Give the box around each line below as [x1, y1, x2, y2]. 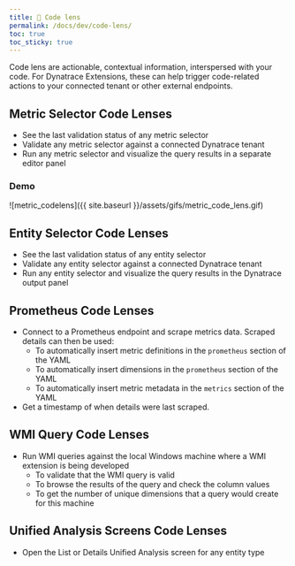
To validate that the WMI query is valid [34, 470, 175, 480]
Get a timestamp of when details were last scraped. [21, 402, 210, 412]
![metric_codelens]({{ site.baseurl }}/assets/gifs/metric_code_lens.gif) [9, 200, 264, 210]
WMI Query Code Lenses [9, 427, 150, 442]
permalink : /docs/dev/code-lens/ [9, 21, 132, 30]
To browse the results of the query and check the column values [34, 478, 270, 489]
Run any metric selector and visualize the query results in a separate [21, 149, 272, 159]
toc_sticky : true [9, 37, 73, 47]
